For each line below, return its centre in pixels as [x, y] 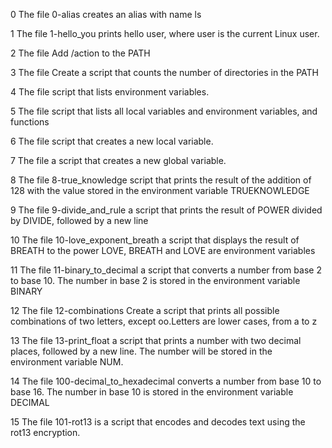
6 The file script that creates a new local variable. [112, 141]
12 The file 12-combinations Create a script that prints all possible [145, 310]
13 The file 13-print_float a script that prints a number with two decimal [156, 340]
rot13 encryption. [45, 432]
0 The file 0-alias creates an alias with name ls [106, 14]
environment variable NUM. [67, 362]
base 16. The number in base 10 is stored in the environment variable [152, 392]
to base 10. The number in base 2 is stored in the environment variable [155, 280]
